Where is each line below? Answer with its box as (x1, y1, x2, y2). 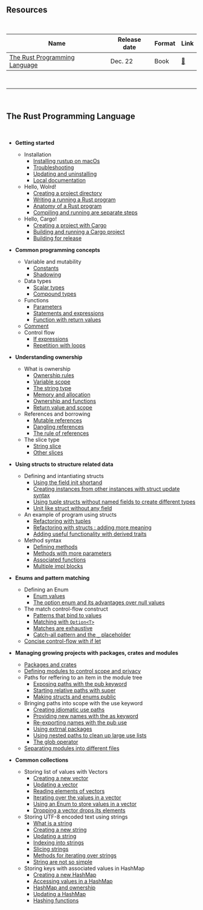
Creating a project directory (33, 189, 102, 196)
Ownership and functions (33, 397, 97, 405)
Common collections (14, 756, 68, 763)
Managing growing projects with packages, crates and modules (14, 649, 179, 656)
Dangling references (33, 423, 84, 430)
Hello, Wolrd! (24, 183, 56, 190)
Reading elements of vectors (33, 787, 105, 794)
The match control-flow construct (24, 605, 109, 613)
